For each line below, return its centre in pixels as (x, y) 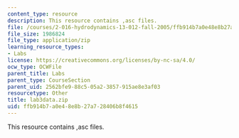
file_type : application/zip (49, 41)
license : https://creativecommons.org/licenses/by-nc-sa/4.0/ (101, 60)
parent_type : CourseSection (49, 80)
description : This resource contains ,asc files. (83, 21)
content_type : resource (43, 14)
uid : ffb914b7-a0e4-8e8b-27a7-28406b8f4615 (73, 107)
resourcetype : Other (38, 93)
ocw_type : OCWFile (34, 67)
